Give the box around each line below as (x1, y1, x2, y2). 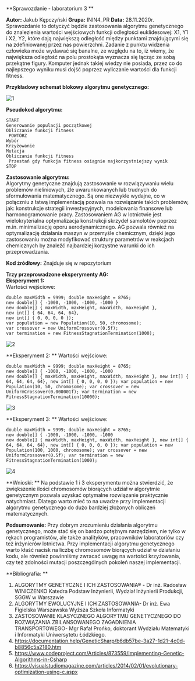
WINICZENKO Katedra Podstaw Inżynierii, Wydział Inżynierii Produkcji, (14, 587, 183, 594)
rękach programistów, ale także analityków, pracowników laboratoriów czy (6, 534, 185, 541)
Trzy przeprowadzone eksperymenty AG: (6, 271, 109, 278)
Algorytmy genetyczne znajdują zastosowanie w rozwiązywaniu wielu (6, 180, 173, 186)
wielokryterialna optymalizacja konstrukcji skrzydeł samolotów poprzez (6, 217, 178, 224)
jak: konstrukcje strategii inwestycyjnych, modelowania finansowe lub (6, 205, 173, 212)
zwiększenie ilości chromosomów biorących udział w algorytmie (6, 485, 160, 492)
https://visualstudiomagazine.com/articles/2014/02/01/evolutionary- (14, 662, 178, 669)
